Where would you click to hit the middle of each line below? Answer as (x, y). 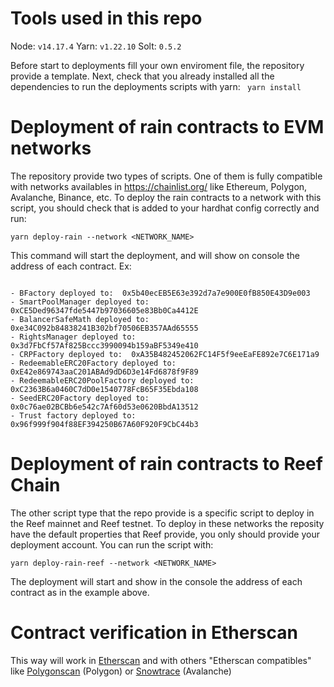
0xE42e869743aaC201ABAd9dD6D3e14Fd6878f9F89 (104, 372)
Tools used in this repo (106, 18)
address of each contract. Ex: (71, 266)
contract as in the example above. (80, 592)
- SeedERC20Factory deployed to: (80, 398)
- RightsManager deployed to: (73, 337)
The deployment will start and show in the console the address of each (156, 581)
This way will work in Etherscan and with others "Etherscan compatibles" (161, 660)
